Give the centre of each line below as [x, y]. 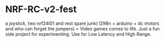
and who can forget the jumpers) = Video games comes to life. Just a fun [82, 28]
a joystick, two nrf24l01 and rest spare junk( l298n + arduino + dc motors [82, 23]
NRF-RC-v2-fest [41, 9]
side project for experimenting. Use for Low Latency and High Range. [78, 34]
